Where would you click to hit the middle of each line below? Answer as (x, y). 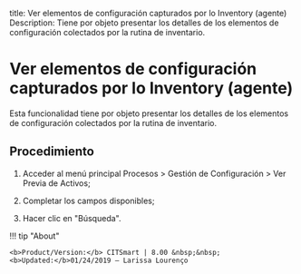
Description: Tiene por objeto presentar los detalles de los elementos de (144, 23)
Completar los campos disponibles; (88, 201)
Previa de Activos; (56, 183)
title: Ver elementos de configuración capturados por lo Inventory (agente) (148, 13)
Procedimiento (52, 152)
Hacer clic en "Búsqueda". (72, 218)
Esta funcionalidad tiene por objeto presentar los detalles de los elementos (149, 113)
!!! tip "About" (34, 236)
